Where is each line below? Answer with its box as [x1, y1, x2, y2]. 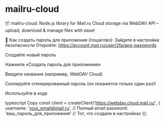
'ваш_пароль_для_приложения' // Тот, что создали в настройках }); [5, 110, 147, 116]
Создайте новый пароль [5, 52, 56, 58]
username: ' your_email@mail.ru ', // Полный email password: [5, 105, 128, 111]
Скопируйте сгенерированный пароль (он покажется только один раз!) [5, 80, 157, 86]
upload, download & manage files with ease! [5, 27, 95, 33]
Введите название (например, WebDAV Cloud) [5, 71, 103, 77]
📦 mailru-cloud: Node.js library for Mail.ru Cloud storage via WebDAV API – [5, 20, 159, 26]
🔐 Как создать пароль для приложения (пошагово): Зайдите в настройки [5, 37, 160, 43]
